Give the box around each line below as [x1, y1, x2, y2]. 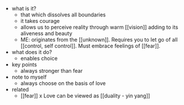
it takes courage [20, 18, 60, 24]
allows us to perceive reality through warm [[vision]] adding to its [20, 23, 178, 31]
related [11, 86, 29, 93]
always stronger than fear [20, 67, 83, 74]
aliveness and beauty [20, 30, 72, 37]
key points [11, 61, 37, 68]
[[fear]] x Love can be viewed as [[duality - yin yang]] [20, 92, 150, 99]
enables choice [20, 55, 58, 62]
